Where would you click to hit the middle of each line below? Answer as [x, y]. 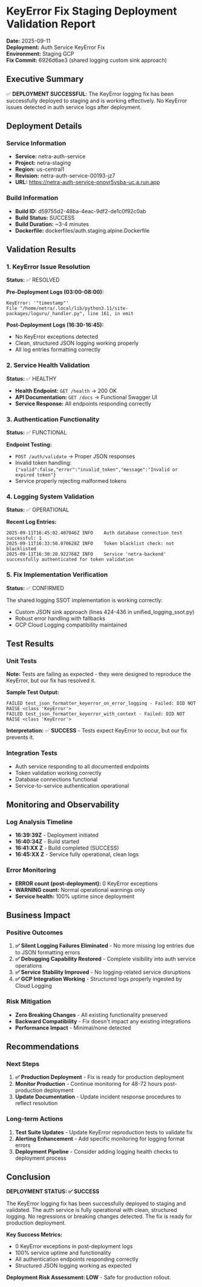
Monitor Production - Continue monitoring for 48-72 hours [89, 1084]
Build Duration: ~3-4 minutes [52, 224]
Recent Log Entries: [31, 522]
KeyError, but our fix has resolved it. [51, 680]
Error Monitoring [31, 870]
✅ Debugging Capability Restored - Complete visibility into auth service [105, 959]
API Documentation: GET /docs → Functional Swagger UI [86, 397]
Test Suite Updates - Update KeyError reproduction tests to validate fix [104, 1132]
